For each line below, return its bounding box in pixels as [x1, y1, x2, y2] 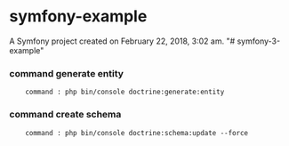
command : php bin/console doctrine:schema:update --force [25, 128, 249, 137]
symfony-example [9, 6, 148, 27]
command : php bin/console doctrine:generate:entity [25, 87, 225, 97]
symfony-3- [237, 36, 281, 46]
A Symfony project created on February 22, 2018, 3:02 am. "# [9, 36, 236, 46]
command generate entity [9, 67, 124, 79]
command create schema [9, 109, 122, 121]
